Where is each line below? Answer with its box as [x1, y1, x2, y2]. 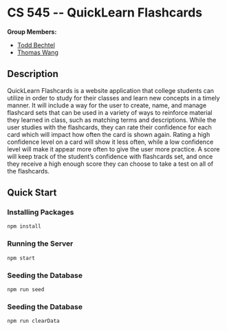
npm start [7, 255, 36, 261]
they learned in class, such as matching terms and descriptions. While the [7, 116, 217, 124]
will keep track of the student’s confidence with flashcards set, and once [7, 152, 213, 160]
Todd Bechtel [17, 41, 55, 49]
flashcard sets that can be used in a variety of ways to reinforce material [7, 108, 213, 116]
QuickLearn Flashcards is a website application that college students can [7, 86, 215, 94]
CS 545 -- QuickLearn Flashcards [7, 5, 203, 21]
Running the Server [7, 239, 74, 248]
